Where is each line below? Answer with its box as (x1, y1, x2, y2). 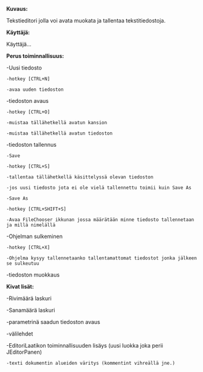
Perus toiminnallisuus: (6, 52, 64, 60)
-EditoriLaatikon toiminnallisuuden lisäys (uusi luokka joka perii (6, 342, 163, 349)
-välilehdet (6, 330, 33, 337)
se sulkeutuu (6, 261, 40, 267)
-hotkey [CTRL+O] (6, 109, 50, 115)
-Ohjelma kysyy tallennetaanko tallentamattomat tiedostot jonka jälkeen (6, 255, 198, 261)
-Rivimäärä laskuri (6, 295, 52, 302)
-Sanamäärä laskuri (6, 307, 55, 314)
